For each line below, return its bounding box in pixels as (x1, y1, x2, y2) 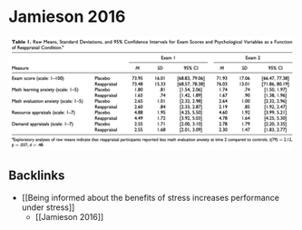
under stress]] (21, 202, 75, 213)
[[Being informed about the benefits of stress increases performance (21, 192, 280, 203)
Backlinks (8, 168, 65, 184)
